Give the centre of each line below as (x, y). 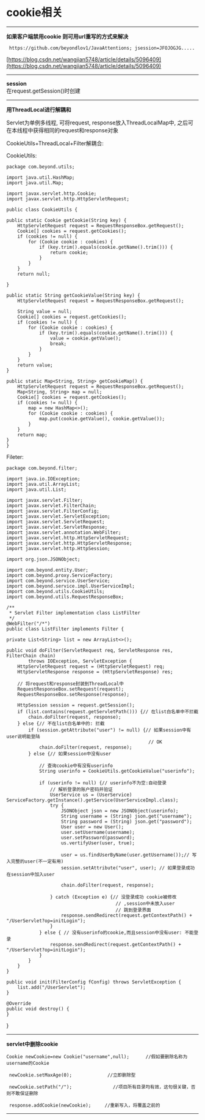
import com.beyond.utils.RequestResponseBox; (65, 597)
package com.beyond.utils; (41, 167)
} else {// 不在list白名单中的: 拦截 (61, 724)
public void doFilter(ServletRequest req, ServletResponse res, (90, 650)
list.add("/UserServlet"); (52, 987)
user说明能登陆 (23, 736)
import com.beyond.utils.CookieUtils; (56, 591)
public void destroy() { (38, 1008)
